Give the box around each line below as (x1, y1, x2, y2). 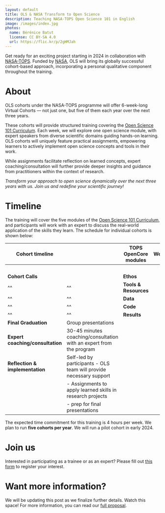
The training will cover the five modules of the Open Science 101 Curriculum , (5, 217, 160, 222)
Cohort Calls (7, 273, 38, 280)
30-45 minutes (66, 327, 103, 334)
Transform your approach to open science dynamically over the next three (5, 178, 156, 184)
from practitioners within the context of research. (5, 168, 105, 174)
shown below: (5, 232, 33, 238)
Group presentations (66, 319, 114, 326)
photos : (5, 26, 21, 31)
